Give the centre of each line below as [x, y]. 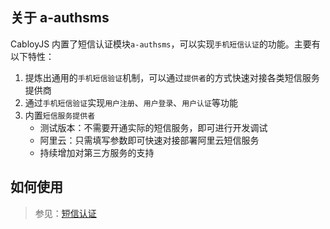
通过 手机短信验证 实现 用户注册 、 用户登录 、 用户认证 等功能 [131, 102]
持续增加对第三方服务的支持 [97, 152]
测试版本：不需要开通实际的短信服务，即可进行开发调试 [153, 127]
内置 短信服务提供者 [60, 115]
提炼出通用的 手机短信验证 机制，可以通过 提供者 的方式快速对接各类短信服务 [172, 77]
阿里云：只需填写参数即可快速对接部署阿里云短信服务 [149, 140]
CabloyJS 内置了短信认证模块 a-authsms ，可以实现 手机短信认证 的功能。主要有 [165, 44]
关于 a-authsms [60, 18]
